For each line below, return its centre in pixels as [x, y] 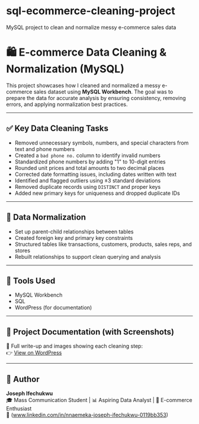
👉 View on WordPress [34, 353]
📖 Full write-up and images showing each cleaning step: [75, 346]
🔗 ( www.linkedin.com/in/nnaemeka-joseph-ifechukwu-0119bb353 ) [87, 415]
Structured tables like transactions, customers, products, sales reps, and [103, 244]
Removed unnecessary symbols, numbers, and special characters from [102, 143]
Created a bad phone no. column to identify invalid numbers [88, 155]
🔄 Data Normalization [46, 217]
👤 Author [23, 379]
